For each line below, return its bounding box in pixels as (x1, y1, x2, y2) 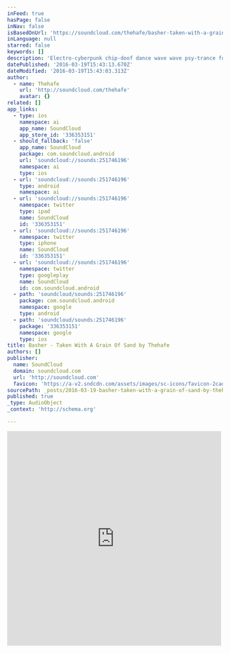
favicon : (13, 380, 38, 387)
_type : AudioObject (7, 400, 63, 406)
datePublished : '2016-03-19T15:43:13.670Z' (7, 61, 133, 68)
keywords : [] (7, 49, 44, 56)
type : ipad (19, 208, 51, 215)
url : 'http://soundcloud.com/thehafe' (19, 87, 130, 93)
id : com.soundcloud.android (19, 284, 99, 292)
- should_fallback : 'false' (13, 138, 94, 145)
